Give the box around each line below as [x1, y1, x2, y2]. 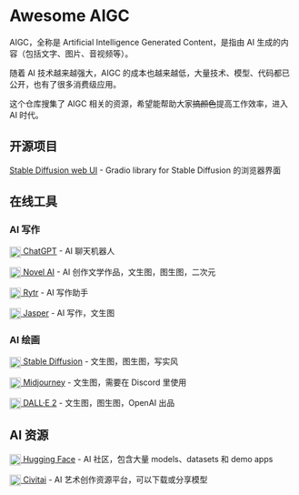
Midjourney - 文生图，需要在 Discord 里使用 [22, 377, 187, 388]
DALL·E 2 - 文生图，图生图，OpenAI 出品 [22, 397, 175, 408]
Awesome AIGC [9, 5, 130, 26]
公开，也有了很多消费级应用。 [9, 78, 121, 89]
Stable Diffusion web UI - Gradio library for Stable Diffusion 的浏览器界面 [9, 165, 282, 176]
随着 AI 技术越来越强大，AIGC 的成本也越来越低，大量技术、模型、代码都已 [9, 67, 291, 78]
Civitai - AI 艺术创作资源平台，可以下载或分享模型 [22, 474, 208, 485]
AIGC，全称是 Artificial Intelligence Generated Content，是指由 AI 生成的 [9, 36, 282, 47]
